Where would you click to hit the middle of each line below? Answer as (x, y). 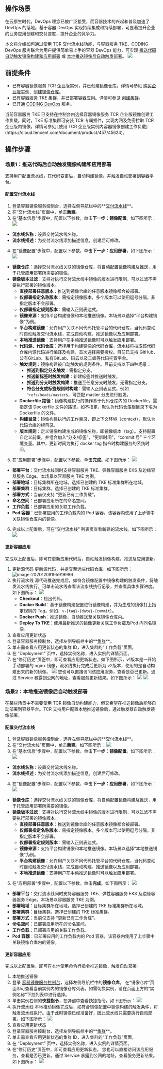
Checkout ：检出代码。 (42, 599)
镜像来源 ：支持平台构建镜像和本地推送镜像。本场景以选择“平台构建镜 (88, 315)
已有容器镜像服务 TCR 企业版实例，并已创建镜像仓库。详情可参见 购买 (82, 85)
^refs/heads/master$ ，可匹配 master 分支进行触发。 (79, 394)
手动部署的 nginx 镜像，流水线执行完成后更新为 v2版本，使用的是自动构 (83, 665)
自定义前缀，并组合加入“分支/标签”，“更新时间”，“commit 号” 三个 (85, 437)
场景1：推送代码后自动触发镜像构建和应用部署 (58, 164)
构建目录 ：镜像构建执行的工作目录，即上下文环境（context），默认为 (88, 419)
